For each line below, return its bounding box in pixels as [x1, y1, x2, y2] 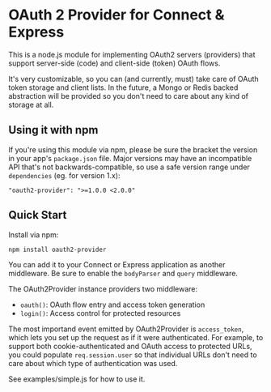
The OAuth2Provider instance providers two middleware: [8, 283, 198, 293]
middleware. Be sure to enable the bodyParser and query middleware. [8, 268, 239, 278]
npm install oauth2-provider [8, 245, 107, 254]
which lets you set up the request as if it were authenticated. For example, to [8, 332, 264, 342]
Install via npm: [8, 229, 59, 240]
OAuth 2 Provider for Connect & [8, 6, 225, 24]
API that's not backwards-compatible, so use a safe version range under [8, 162, 251, 172]
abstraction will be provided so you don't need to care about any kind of [8, 91, 249, 100]
